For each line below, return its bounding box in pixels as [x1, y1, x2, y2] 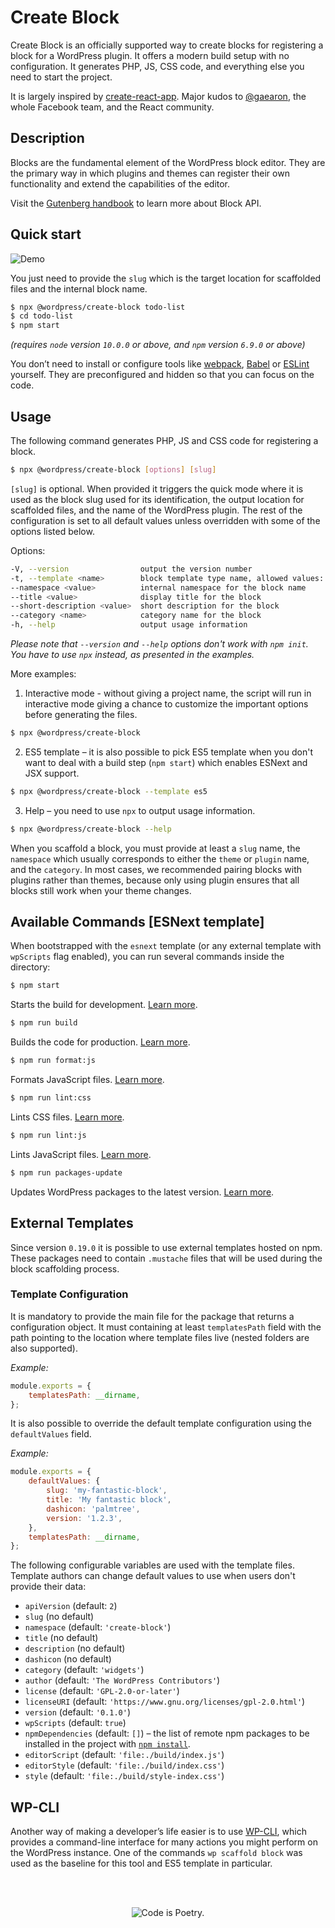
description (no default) [24, 1642, 126, 1655]
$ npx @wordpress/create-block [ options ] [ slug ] [10, 465, 217, 475]
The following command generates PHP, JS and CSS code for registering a [10, 435, 319, 446]
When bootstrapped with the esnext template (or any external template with [10, 940, 322, 952]
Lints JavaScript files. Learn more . [10, 1148, 152, 1160]
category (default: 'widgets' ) [24, 1664, 145, 1676]
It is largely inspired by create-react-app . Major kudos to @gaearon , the [10, 90, 307, 102]
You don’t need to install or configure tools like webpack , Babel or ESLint [10, 358, 310, 370]
